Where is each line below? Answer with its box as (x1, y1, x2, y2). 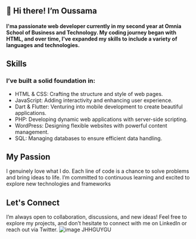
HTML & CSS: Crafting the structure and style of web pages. (14, 90, 163, 97)
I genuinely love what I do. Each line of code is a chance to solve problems (6, 167, 189, 175)
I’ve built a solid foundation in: (6, 77, 95, 85)
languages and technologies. (6, 41, 80, 48)
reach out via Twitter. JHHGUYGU (6, 226, 111, 233)
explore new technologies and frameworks (6, 180, 111, 188)
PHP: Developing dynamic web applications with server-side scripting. (14, 116, 188, 123)
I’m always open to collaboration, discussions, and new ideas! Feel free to (6, 213, 187, 221)
